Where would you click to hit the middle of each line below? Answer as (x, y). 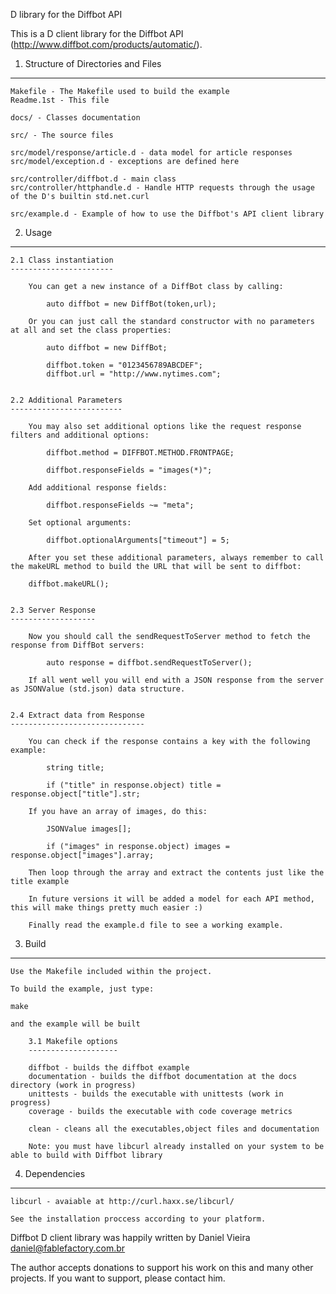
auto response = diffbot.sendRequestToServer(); (149, 663)
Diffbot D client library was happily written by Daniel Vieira (130, 1237)
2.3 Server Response (53, 610)
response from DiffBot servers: (77, 645)
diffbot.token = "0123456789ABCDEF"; (124, 365)
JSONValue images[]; (89, 829)
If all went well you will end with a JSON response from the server (176, 680)
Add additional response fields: (98, 488)
